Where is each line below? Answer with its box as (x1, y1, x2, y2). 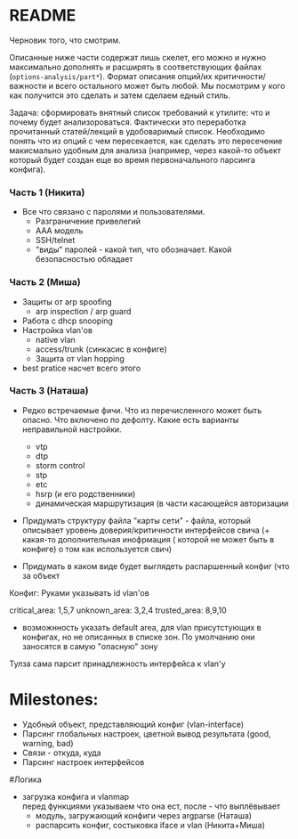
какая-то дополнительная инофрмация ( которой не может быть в (21, 534, 275, 544)
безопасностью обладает (35, 254, 133, 265)
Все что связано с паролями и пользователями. (21, 207, 205, 217)
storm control (35, 460, 85, 470)
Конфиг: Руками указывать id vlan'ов (9, 587, 149, 598)
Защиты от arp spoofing (21, 296, 113, 307)
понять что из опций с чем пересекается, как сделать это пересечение (9, 135, 283, 146)
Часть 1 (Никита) (9, 186, 85, 199)
